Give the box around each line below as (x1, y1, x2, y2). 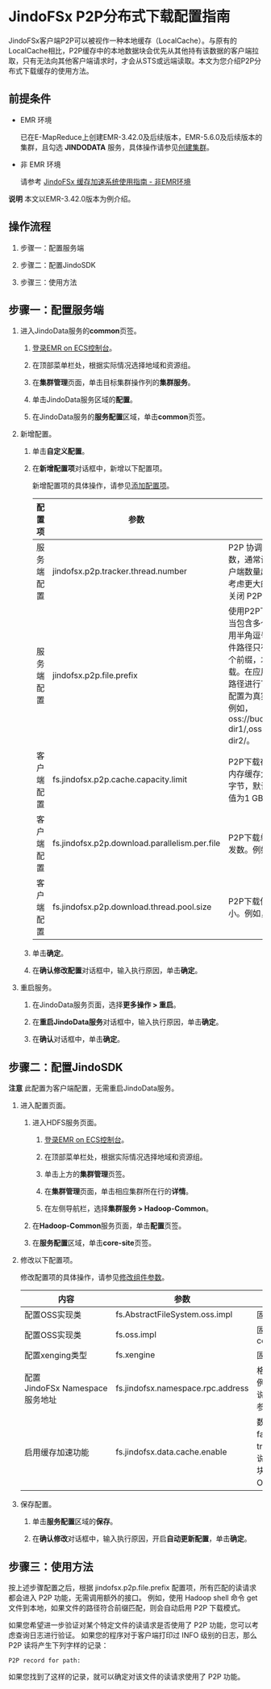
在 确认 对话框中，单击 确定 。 (31, 1035, 125, 1044)
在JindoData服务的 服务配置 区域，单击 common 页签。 (31, 412, 210, 421)
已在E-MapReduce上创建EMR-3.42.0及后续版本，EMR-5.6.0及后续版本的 (19, 132, 263, 142)
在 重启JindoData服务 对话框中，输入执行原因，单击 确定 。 (31, 1017, 223, 1027)
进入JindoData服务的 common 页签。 (19, 326, 141, 336)
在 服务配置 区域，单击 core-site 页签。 (31, 1238, 156, 1248)
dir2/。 (228, 735, 255, 747)
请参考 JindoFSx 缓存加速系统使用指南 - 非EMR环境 (19, 176, 191, 186)
